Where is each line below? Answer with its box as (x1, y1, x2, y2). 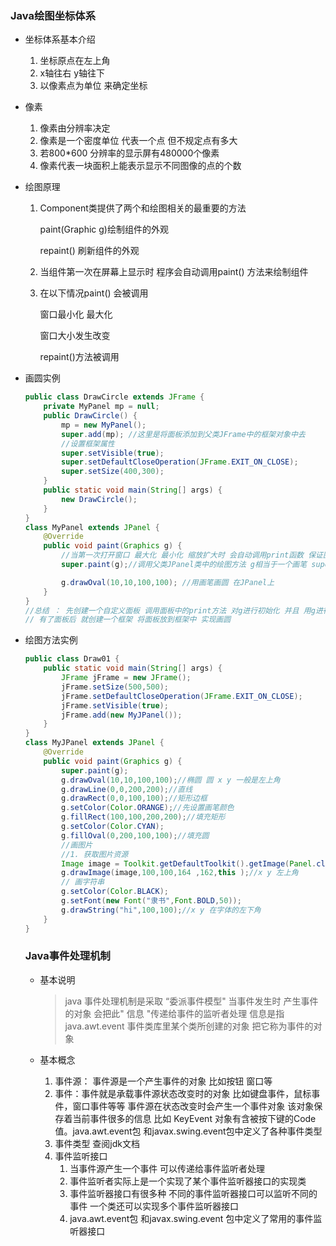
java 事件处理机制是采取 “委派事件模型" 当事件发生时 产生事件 (64, 995, 319, 1007)
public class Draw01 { (24, 654, 120, 664)
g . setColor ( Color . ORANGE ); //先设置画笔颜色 (61, 803, 235, 813)
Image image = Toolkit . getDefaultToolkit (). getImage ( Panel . (61, 858, 317, 869)
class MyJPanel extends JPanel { (24, 738, 165, 748)
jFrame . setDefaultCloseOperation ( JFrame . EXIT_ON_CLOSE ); (61, 691, 303, 701)
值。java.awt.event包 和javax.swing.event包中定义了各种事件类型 (54, 1125, 323, 1137)
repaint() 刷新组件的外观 (39, 245, 140, 257)
